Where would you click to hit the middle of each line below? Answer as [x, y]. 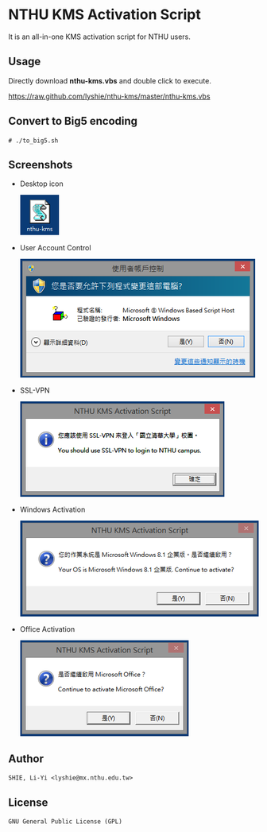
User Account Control [55, 248]
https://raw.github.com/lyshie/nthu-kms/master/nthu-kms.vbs [109, 96]
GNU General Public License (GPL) [66, 822]
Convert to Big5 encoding [73, 121]
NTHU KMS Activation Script [104, 15]
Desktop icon [41, 184]
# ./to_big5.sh [33, 141]
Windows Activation [52, 509]
